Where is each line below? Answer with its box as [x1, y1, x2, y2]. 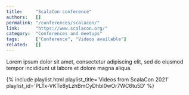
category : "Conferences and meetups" [6, 31, 103, 37]
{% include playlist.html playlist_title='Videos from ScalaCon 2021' [6, 75, 169, 83]
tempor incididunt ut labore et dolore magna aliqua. [6, 64, 132, 71]
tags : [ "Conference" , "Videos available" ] [6, 36, 127, 42]
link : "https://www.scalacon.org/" [6, 25, 109, 31]
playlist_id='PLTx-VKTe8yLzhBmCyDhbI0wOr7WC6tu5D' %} [6, 82, 155, 89]
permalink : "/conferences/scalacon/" [6, 20, 100, 26]
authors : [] [6, 14, 42, 20]
